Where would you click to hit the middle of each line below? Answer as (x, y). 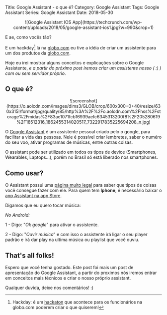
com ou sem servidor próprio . (36, 73)
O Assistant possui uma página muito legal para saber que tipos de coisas (81, 185)
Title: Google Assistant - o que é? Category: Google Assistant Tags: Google (82, 7)
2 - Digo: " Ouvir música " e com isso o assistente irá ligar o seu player (76, 235)
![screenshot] (83, 101)
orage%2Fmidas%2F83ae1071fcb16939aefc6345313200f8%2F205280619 (83, 117)
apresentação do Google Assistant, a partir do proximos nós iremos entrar (81, 273)
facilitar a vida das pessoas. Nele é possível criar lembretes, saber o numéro (83, 137)
